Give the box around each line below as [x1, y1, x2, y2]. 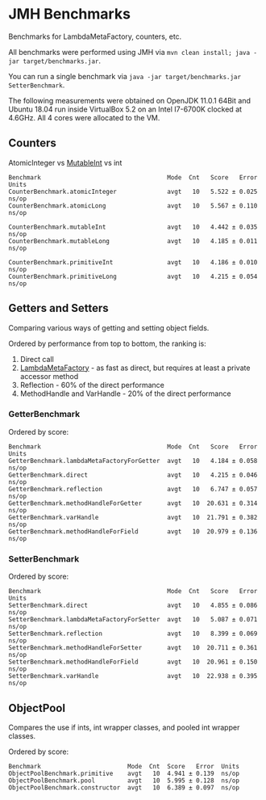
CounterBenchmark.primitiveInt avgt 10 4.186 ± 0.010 [8, 258, 258, 267]
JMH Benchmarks [8, 5, 131, 23]
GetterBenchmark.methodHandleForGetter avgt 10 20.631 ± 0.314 [8, 499, 258, 507]
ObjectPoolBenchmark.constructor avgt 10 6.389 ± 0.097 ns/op [8, 783, 240, 792]
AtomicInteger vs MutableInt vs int [8, 158, 123, 167]
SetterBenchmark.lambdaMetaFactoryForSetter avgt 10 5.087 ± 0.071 [8, 616, 258, 624]
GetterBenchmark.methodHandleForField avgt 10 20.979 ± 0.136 [8, 527, 258, 536]
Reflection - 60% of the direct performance [19, 380, 165, 389]
